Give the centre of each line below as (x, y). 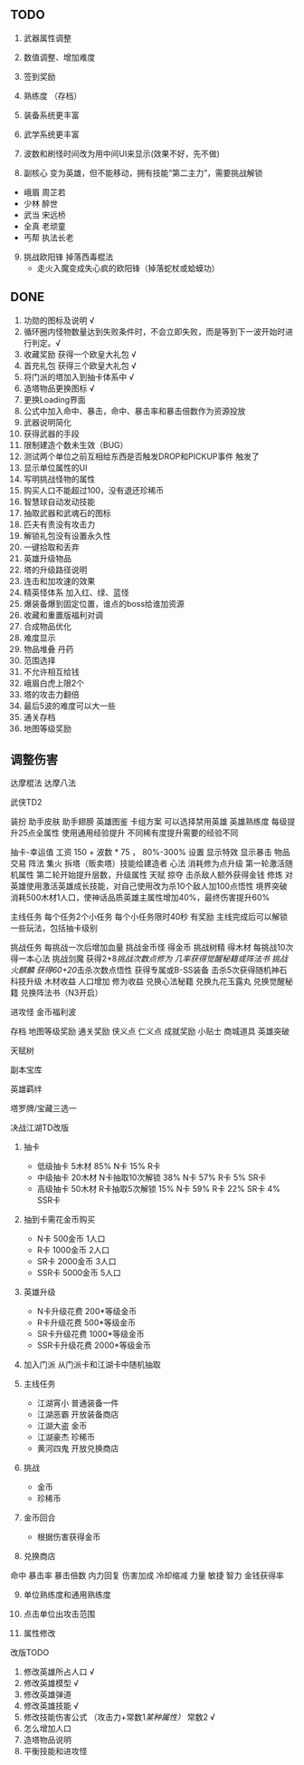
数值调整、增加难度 (59, 57)
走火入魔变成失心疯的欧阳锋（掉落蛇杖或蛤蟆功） (128, 268)
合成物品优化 (47, 626)
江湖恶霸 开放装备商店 (78, 1415)
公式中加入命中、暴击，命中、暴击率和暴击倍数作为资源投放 (134, 411)
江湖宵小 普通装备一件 (78, 1403)
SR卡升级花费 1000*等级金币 (90, 1334)
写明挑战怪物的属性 (59, 479)
